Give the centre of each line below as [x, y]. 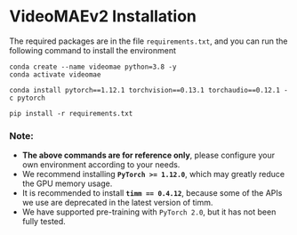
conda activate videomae [55, 74]
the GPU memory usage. [67, 183]
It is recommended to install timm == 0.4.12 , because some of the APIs [152, 193]
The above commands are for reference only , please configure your [148, 155]
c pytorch [28, 98]
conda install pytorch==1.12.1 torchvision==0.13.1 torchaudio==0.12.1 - [149, 90]
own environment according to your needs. [101, 165]
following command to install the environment [92, 50]
